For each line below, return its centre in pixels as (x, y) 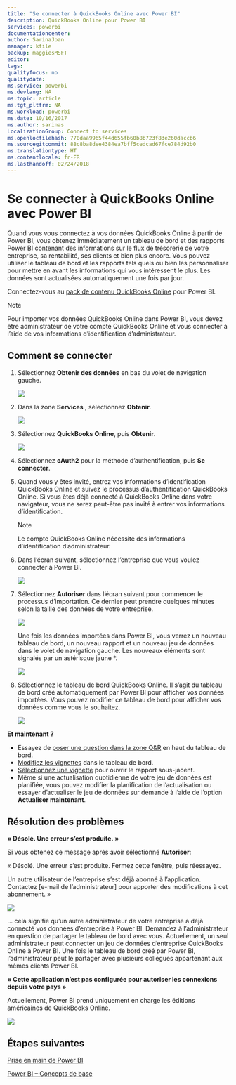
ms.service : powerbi (38, 86)
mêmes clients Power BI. (43, 966)
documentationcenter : (39, 33)
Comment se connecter (60, 356)
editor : (19, 60)
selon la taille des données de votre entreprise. (85, 609)
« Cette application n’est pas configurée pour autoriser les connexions (112, 980)
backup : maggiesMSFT (38, 53)
